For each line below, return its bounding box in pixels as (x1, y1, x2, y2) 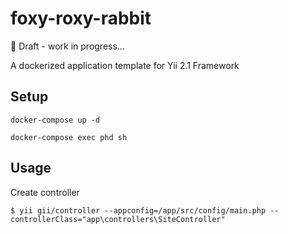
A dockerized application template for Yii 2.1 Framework (10, 59, 240, 71)
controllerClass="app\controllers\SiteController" (10, 214, 226, 224)
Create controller (10, 186, 80, 198)
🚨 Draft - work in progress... (10, 40, 125, 52)
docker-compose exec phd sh (10, 132, 128, 142)
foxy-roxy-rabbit (10, 7, 152, 30)
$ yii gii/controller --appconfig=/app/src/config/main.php (10, 205, 267, 216)
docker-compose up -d (10, 115, 101, 125)
